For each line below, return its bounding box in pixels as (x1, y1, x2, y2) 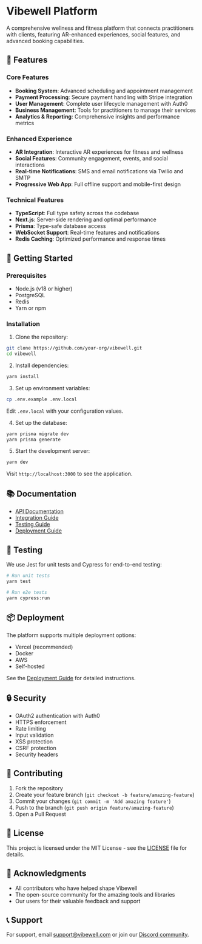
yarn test (6, 578, 32, 584)
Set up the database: (15, 419, 68, 426)
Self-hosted (15, 663, 45, 670)
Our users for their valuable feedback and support (15, 897, 141, 904)
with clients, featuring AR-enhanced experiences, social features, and (6, 30, 181, 38)
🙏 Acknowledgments (6, 868, 87, 879)
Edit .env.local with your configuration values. (6, 407, 124, 415)
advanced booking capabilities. (6, 37, 85, 44)
